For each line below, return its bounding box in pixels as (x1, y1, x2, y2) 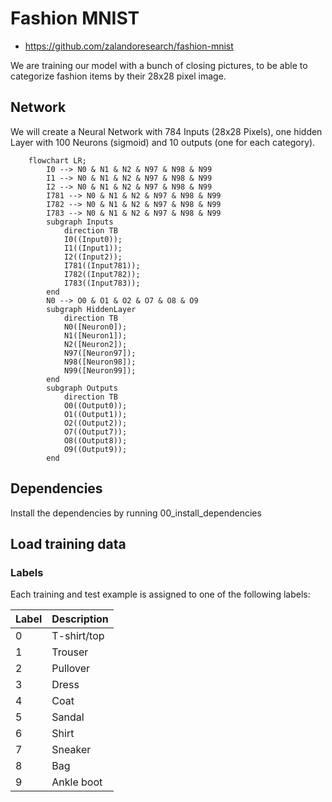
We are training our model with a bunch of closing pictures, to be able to (10, 59, 308, 71)
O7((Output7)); (63, 427, 128, 437)
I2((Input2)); (63, 252, 123, 262)
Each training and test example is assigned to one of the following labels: (10, 588, 311, 601)
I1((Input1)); (63, 243, 123, 253)
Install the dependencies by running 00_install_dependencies (10, 507, 262, 519)
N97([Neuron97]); (63, 348, 137, 358)
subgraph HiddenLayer (46, 304, 137, 314)
